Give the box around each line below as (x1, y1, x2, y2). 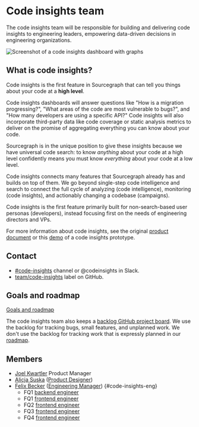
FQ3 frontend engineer (23, 408, 80, 415)
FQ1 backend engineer (23, 389, 79, 396)
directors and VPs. (6, 216, 52, 223)
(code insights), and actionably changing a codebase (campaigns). (6, 192, 170, 199)
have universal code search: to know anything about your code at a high (6, 148, 184, 155)
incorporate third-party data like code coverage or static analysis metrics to (6, 118, 191, 125)
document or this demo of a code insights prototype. (6, 233, 135, 241)
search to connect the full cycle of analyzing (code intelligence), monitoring (6, 185, 191, 192)
